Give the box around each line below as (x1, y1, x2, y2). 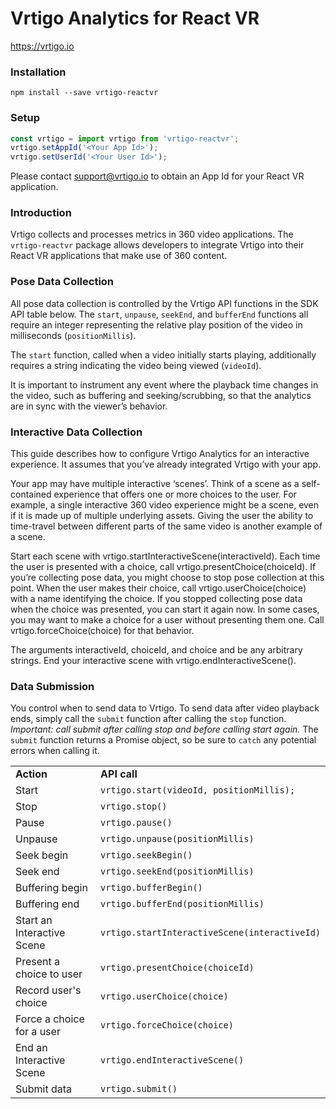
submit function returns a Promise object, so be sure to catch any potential (10, 734, 317, 746)
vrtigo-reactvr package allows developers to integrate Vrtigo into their (10, 239, 305, 251)
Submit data (15, 1082, 73, 1096)
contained (10, 488, 52, 501)
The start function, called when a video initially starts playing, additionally (10, 348, 317, 361)
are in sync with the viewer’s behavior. (10, 400, 168, 412)
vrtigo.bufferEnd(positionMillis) (100, 898, 265, 910)
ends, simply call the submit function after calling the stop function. (10, 713, 287, 725)
